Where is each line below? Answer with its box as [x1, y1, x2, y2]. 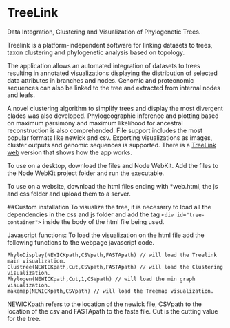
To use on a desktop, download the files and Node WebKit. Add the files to [7, 161, 219, 170]
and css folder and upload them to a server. [7, 189, 131, 198]
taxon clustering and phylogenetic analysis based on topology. [7, 48, 185, 57]
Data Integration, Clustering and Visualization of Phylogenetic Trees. [7, 28, 201, 36]
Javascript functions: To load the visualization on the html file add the [7, 231, 205, 239]
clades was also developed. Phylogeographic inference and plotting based [7, 112, 219, 120]
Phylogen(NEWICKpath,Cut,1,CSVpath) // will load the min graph [7, 276, 196, 283]
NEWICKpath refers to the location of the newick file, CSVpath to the [7, 300, 202, 308]
